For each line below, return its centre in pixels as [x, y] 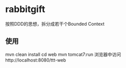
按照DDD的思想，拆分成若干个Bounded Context [55, 24]
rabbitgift [25, 9]
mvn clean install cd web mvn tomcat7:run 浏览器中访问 [63, 54]
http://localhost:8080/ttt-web [36, 60]
